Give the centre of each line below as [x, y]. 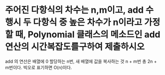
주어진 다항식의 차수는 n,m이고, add [75, 10]
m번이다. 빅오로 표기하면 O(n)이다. [39, 67]
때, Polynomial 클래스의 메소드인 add [88, 35]
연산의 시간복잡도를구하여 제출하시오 [75, 47]
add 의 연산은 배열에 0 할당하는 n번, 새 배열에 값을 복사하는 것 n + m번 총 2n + [81, 61]
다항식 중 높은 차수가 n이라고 [87, 22]
